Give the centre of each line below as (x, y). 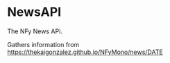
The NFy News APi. (35, 31)
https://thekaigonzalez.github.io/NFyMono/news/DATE (85, 52)
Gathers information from (43, 44)
